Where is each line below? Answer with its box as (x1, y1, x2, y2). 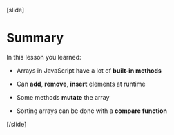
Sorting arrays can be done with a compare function (16, 107, 167, 115)
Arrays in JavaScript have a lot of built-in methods (16, 66, 162, 75)
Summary (6, 30, 64, 46)
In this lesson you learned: (6, 53, 81, 61)
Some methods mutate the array (16, 93, 110, 101)
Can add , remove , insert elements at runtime (16, 80, 146, 88)
